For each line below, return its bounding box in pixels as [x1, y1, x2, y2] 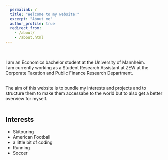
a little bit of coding [12, 139, 53, 145]
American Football [12, 134, 51, 140]
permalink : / [10, 7, 37, 12]
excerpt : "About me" [10, 16, 53, 21]
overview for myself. [5, 95, 48, 101]
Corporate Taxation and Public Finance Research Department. [5, 70, 133, 76]
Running [12, 144, 30, 150]
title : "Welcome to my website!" [10, 12, 80, 17]
